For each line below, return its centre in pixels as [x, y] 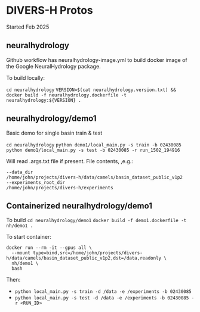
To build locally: [25, 77]
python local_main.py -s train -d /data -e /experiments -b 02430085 [103, 292]
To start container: [29, 237]
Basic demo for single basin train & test [54, 133]
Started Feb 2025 [28, 27]
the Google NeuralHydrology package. [53, 66]
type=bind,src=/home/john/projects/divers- [88, 253]
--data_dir [20, 172]
